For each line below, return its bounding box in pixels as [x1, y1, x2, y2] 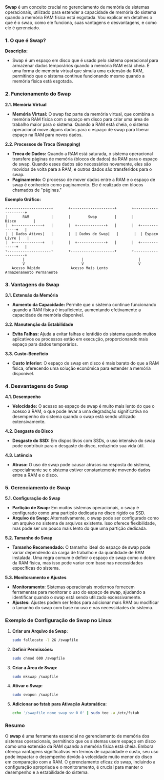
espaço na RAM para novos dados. [12, 132, 83, 138]
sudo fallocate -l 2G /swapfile [12, 638, 78, 642]
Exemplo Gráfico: [5, 196, 41, 202]
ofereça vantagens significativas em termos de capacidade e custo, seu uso [5, 749, 159, 755]
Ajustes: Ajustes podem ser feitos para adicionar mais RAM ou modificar [12, 600, 159, 605]
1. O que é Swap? [5, 37, 46, 43]
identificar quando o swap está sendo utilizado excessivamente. [12, 595, 142, 600]
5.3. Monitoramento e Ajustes [5, 575, 67, 580]
